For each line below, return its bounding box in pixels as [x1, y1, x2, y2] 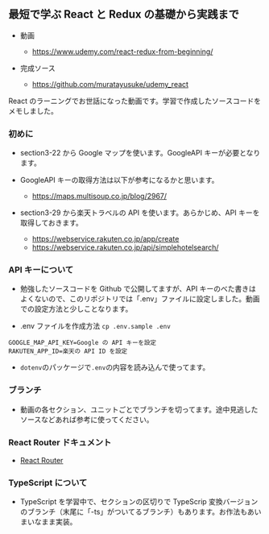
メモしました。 [8, 106, 58, 115]
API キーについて [8, 264, 74, 275]
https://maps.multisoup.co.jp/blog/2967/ [31, 192, 168, 201]
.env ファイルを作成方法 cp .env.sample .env [19, 321, 171, 331]
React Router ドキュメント [8, 437, 112, 448]
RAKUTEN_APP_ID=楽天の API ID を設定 [8, 347, 127, 356]
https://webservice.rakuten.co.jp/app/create [31, 234, 180, 244]
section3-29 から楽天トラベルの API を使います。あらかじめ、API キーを [19, 208, 260, 217]
